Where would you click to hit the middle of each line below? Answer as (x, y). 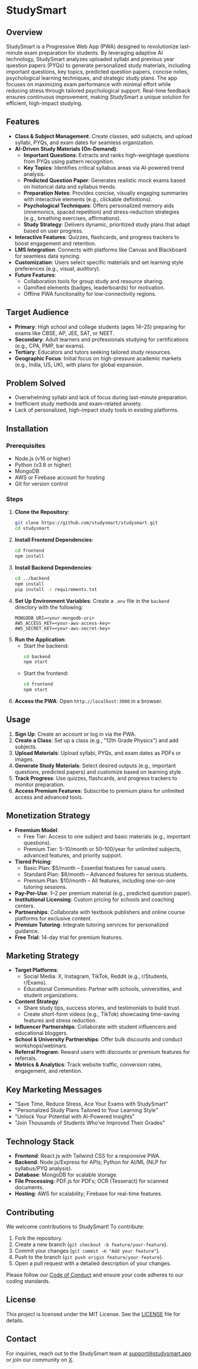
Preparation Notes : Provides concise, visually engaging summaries (106, 193)
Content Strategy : (37, 1002)
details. (15, 1320)
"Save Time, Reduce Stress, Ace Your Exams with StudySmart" (91, 1104)
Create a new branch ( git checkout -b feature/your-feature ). (91, 1244)
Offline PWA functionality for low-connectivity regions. (90, 294)
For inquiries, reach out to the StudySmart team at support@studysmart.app (99, 1353)
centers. (25, 906)
